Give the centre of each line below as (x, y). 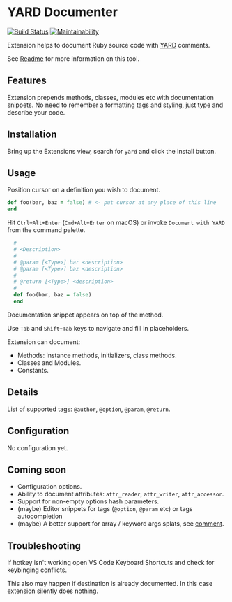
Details (23, 392)
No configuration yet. (38, 447)
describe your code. (36, 112)
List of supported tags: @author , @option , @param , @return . (89, 409)
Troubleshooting (44, 546)
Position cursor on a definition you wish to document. (84, 190)
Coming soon (37, 470)
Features (27, 81)
